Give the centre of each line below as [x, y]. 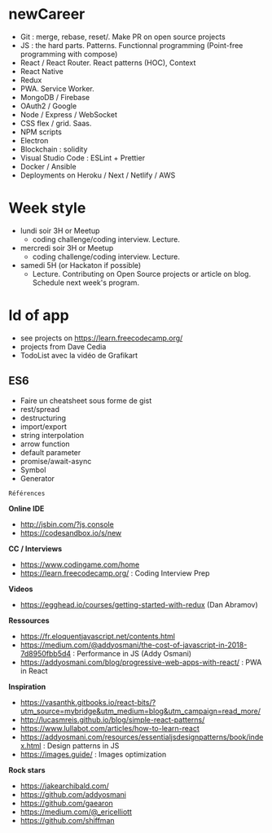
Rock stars [27, 769]
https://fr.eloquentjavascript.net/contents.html [97, 636]
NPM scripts [41, 132]
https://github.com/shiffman [68, 820]
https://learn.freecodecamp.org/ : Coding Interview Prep [115, 573]
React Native [42, 71]
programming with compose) [69, 54]
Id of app [39, 316]
